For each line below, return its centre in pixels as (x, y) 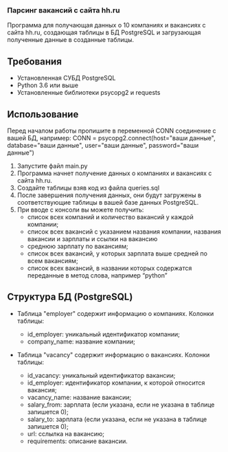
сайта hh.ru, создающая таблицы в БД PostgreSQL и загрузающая (104, 32)
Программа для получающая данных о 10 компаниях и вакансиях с (106, 25)
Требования (34, 61)
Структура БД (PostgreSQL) (70, 297)
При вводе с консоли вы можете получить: (80, 210)
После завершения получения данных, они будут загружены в (109, 195)
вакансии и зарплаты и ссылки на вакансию (92, 238)
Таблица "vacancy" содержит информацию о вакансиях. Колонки (113, 354)
